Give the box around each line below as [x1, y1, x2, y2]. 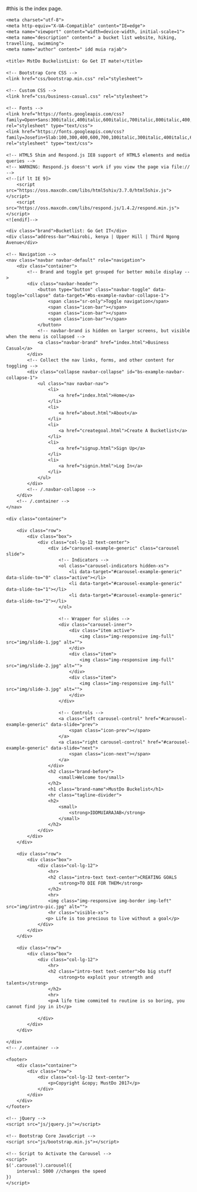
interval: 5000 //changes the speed [16, 1168, 107, 1174]
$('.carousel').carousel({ [6, 1163, 72, 1168]
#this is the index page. [6, 5, 63, 12]
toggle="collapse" [6, 293, 51, 299]
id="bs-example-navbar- [127, 369, 185, 375]
